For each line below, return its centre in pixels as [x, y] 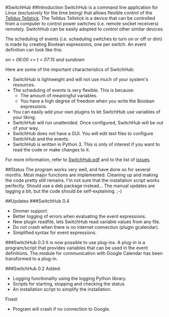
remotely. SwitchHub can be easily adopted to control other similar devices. [85, 29]
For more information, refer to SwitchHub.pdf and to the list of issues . [78, 160]
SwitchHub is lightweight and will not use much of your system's [80, 79]
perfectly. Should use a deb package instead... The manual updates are [80, 186]
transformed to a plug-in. [32, 259]
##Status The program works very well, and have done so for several [78, 169]
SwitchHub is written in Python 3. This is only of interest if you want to [86, 144]
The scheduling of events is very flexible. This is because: [74, 90]
